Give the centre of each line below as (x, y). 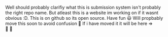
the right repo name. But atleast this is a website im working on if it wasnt (82, 13)
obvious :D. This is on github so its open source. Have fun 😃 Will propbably (84, 18)
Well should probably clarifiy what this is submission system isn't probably (83, 7)
